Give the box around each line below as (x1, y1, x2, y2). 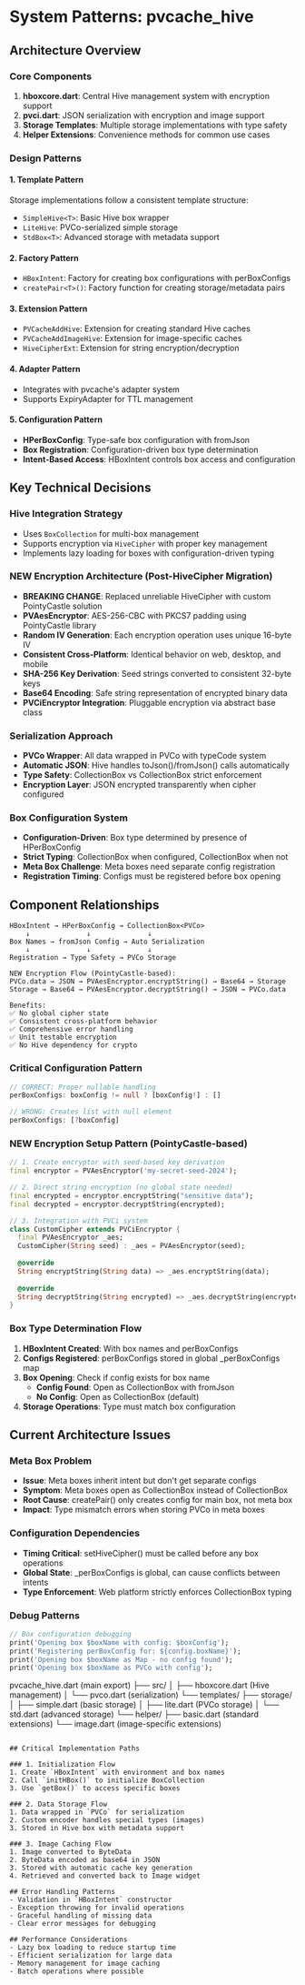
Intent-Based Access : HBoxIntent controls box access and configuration (22, 453, 296, 465)
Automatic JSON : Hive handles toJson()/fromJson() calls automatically (22, 760, 290, 771)
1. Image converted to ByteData (9, 1848, 132, 1857)
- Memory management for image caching (9, 1959, 161, 1969)
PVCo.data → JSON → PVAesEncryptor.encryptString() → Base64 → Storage (9, 977, 286, 986)
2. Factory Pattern (9, 252, 79, 263)
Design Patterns (9, 152, 82, 165)
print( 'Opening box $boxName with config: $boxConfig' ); (9, 1637, 230, 1647)
